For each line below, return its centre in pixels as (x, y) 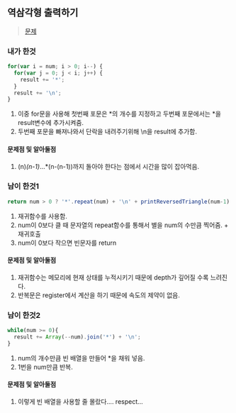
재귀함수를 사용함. (42, 216)
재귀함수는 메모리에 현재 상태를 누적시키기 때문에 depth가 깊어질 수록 (113, 277)
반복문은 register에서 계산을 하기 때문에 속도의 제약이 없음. (99, 295)
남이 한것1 (23, 187)
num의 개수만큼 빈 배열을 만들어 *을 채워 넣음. (81, 358)
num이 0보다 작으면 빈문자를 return (67, 243)
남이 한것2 (24, 315)
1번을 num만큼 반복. (45, 367)
